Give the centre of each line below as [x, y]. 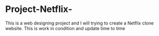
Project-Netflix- [39, 9]
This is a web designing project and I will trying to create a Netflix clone [79, 23]
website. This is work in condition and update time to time [65, 28]
